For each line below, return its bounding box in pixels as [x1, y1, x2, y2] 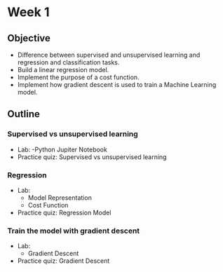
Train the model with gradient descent [7, 226, 140, 236]
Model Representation [27, 193, 93, 202]
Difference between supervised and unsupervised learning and [17, 50, 201, 59]
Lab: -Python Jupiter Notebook [17, 145, 107, 154]
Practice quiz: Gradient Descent [17, 257, 110, 265]
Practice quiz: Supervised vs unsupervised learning [17, 152, 167, 161]
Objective [7, 32, 51, 44]
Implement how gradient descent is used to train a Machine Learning [17, 81, 217, 88]
